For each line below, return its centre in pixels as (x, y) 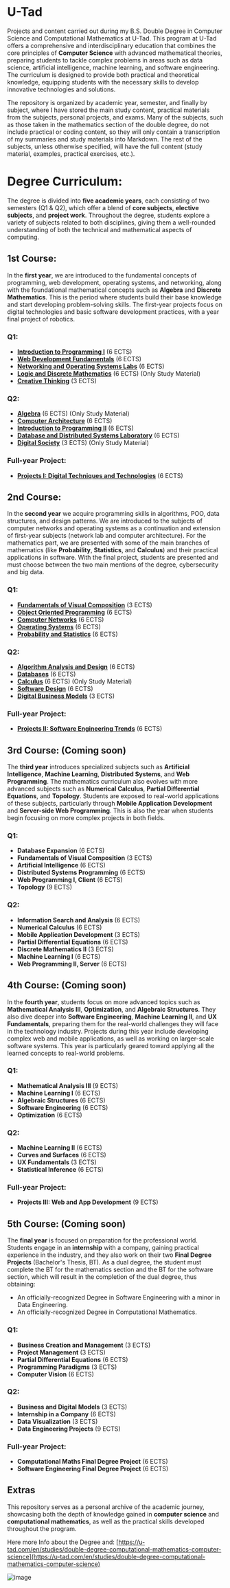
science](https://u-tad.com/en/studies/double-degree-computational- (106, 1556)
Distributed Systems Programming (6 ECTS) (81, 872)
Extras (21, 1490)
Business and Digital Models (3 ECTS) (72, 1407)
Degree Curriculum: (65, 182)
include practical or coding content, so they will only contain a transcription (114, 132)
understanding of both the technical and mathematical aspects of (100, 229)
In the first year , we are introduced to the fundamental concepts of (102, 275)
